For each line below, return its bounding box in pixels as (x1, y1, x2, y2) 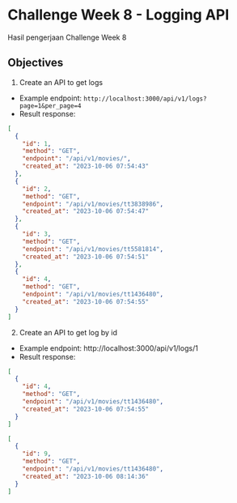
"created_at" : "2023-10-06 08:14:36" (22, 472, 150, 480)
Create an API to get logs (19, 77, 103, 87)
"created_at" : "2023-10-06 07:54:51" (22, 253, 150, 261)
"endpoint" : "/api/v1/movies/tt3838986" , (22, 200, 163, 208)
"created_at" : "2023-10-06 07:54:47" (22, 207, 150, 215)
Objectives (7, 56, 64, 70)
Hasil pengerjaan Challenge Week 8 (7, 32, 127, 42)
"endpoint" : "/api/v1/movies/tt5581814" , (22, 245, 163, 253)
